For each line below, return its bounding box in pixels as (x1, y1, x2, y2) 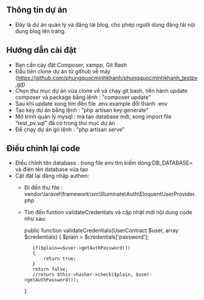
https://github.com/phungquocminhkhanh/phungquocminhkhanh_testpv (17, 74, 198, 81)
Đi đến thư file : (24, 184, 63, 191)
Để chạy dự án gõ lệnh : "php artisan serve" (15, 126, 125, 133)
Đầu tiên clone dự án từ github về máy (15, 67, 111, 75)
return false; (32, 267, 69, 273)
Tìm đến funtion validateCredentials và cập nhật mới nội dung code (24, 209, 192, 216)
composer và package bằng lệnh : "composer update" (15, 94, 151, 101)
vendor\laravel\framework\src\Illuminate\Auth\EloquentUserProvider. (24, 191, 196, 198)
